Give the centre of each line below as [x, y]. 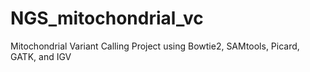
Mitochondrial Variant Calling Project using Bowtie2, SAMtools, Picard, [155, 46]
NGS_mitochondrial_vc [107, 18]
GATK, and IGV [41, 56]
